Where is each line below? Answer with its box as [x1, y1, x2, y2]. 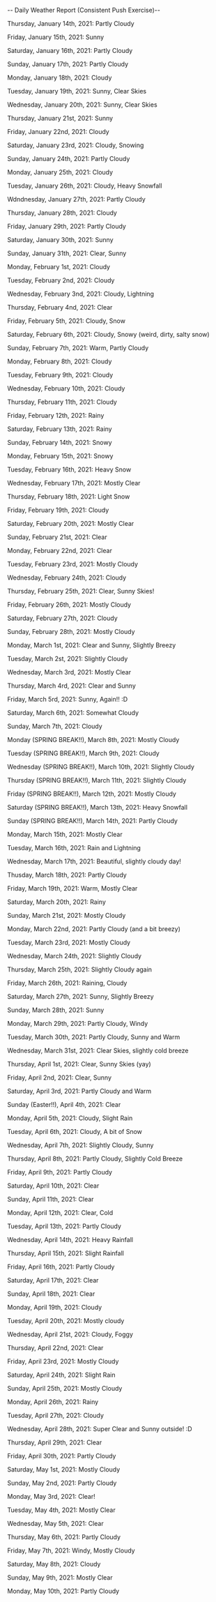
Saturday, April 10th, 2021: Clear [7, 1181, 100, 1190]
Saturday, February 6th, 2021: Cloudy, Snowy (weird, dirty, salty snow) [7, 331, 210, 338]
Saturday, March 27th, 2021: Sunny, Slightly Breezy [7, 992, 155, 1000]
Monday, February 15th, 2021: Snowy [7, 452, 114, 460]
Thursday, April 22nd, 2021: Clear [7, 1344, 104, 1352]
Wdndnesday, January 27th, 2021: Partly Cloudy [7, 195, 146, 203]
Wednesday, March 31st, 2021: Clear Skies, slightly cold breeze [7, 1046, 189, 1055]
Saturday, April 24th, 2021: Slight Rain [7, 1370, 116, 1379]
